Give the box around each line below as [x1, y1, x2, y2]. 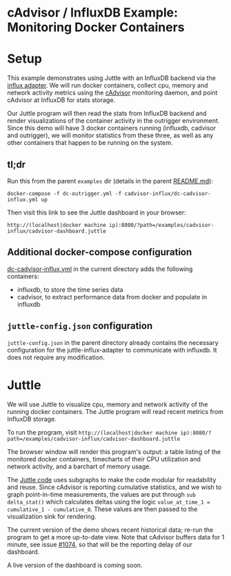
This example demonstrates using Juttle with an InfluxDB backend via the [7, 74, 216, 82]
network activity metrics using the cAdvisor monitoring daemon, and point [7, 88, 218, 97]
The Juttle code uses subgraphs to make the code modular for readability [7, 475, 217, 484]
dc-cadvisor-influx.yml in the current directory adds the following [7, 264, 193, 273]
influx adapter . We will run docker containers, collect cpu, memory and [7, 81, 208, 90]
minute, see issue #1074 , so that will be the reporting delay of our [7, 540, 193, 548]
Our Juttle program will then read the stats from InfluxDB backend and [7, 109, 207, 118]
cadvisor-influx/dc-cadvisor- [124, 190, 212, 197]
